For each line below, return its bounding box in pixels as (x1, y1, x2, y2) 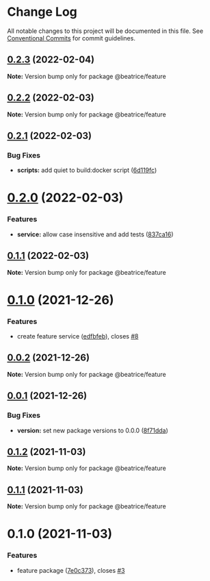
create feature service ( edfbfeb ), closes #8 (16, 332, 139, 341)
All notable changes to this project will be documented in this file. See (7, 27, 204, 35)
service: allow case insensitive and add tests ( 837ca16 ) (16, 230, 174, 238)
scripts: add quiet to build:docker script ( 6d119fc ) (16, 166, 157, 175)
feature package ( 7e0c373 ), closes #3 (16, 566, 125, 574)
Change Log (7, 4, 77, 20)
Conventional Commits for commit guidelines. (7, 34, 135, 42)
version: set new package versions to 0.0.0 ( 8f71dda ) (16, 426, 169, 434)
